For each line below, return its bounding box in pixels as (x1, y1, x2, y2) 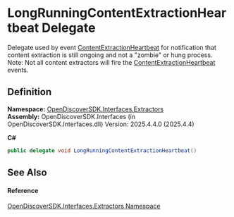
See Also (7, 167, 47, 179)
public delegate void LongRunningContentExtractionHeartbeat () (7, 147, 197, 154)
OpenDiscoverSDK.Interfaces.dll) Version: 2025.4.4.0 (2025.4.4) (7, 120, 195, 128)
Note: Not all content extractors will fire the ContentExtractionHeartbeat (7, 58, 216, 66)
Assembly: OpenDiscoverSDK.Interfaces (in (7, 112, 136, 120)
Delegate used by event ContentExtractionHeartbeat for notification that (7, 43, 217, 51)
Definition (7, 86, 51, 98)
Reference (7, 186, 39, 194)
